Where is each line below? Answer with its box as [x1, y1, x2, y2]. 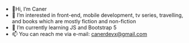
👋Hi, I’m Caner [11, 6, 47, 12]
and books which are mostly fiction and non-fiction [11, 18, 136, 24]
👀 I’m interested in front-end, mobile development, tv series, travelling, [11, 12, 184, 19]
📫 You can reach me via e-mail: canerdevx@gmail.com [11, 31, 148, 37]
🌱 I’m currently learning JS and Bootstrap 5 [11, 24, 117, 31]
